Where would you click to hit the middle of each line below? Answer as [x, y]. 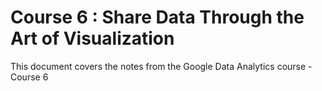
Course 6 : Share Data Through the [157, 17]
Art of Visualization [92, 38]
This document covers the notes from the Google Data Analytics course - [161, 66]
